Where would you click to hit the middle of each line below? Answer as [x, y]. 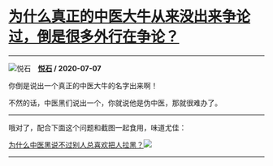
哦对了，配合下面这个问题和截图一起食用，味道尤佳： [97, 127]
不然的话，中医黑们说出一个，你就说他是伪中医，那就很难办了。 [115, 103]
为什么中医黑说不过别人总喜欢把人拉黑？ [76, 145]
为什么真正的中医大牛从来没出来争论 [130, 17]
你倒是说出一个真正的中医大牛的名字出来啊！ [83, 85]
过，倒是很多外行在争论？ [94, 37]
